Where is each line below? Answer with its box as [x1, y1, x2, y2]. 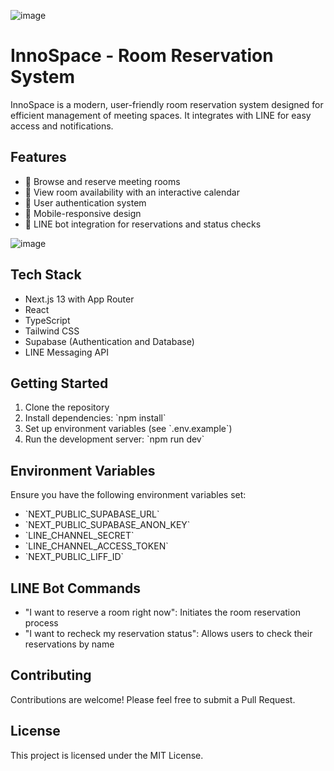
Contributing [10, 667, 92, 684]
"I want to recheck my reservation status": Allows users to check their [24, 628, 313, 639]
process [24, 617, 59, 629]
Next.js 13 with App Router [24, 293, 135, 305]
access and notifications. [10, 120, 114, 132]
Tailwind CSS [24, 325, 80, 337]
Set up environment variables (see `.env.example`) [24, 423, 233, 435]
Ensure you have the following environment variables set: [10, 489, 247, 501]
